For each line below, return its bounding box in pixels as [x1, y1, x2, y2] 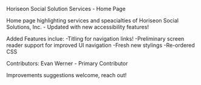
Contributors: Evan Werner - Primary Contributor [6, 60, 129, 67]
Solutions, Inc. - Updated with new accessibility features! [6, 24, 149, 30]
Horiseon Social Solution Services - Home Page [6, 5, 126, 12]
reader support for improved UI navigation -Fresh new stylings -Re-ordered [6, 42, 196, 49]
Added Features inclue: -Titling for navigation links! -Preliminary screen [6, 35, 185, 42]
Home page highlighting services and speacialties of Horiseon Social [6, 17, 179, 24]
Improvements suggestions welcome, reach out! [6, 72, 127, 78]
